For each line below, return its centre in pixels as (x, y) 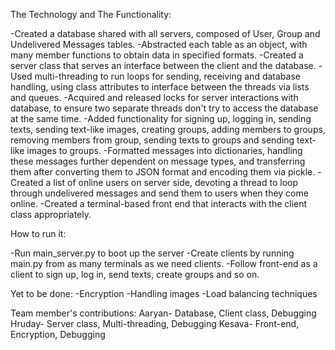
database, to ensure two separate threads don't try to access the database (164, 108)
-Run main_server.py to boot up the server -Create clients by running (152, 253)
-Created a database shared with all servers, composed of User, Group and (165, 33)
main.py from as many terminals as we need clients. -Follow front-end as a (164, 263)
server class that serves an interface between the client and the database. (163, 65)
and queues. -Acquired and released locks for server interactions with (154, 97)
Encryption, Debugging (58, 334)
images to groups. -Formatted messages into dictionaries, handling (164, 150)
